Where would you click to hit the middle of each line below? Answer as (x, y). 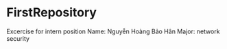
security (18, 38)
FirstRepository (52, 13)
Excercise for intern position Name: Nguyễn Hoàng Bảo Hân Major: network (113, 31)
